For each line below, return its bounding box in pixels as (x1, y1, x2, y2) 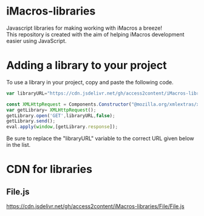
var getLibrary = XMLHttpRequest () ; (6, 107, 97, 113)
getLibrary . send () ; (6, 118, 56, 124)
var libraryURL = (6, 90, 47, 96)
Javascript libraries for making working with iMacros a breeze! (6, 24, 163, 32)
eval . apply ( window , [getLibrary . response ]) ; (6, 124, 118, 130)
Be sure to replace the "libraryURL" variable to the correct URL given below (6, 135, 194, 142)
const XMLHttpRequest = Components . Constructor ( (6, 101, 132, 107)
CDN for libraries (6, 163, 93, 177)
